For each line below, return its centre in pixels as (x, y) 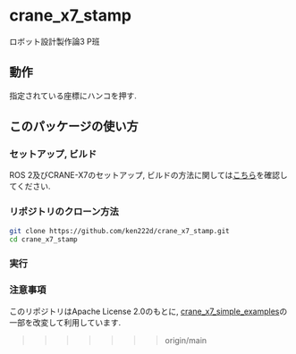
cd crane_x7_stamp (43, 239)
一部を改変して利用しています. (65, 322)
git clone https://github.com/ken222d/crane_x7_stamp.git (119, 231)
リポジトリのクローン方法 (64, 212)
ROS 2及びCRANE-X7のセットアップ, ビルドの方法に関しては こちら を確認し (148, 175)
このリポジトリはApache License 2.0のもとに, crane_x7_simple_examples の (148, 311)
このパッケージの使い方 (74, 126)
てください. (30, 186)
